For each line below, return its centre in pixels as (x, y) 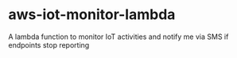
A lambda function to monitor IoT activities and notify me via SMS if (118, 37)
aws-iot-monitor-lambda (92, 15)
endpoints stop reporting (49, 44)
